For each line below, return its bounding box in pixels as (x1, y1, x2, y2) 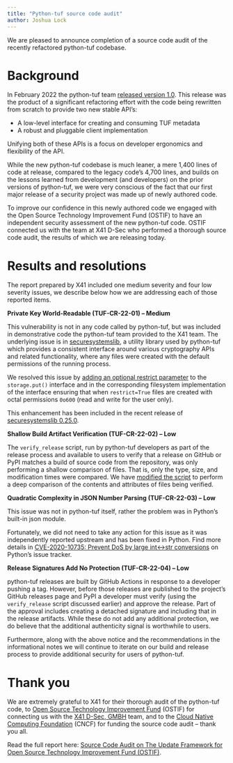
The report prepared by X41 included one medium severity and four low (7, 281, 212, 289)
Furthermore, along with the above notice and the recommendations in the (7, 635, 220, 644)
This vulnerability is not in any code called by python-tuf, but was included (7, 323, 221, 331)
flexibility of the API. (7, 147, 65, 155)
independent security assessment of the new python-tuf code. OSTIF (7, 219, 207, 227)
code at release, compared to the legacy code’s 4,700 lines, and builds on (7, 168, 219, 176)
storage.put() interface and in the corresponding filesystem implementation (7, 380, 226, 389)
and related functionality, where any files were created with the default (7, 353, 210, 361)
